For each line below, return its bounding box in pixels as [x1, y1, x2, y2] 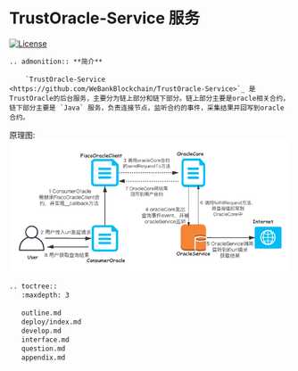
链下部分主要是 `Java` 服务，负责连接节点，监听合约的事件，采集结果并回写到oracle [9, 103, 285, 112]
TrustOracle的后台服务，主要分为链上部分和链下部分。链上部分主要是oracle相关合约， [9, 94, 290, 103]
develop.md [21, 326, 62, 335]
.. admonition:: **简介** [9, 57, 103, 66]
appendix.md [21, 353, 66, 362]
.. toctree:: [9, 282, 58, 291]
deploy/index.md [21, 317, 82, 326]
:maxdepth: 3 [21, 291, 70, 300]
